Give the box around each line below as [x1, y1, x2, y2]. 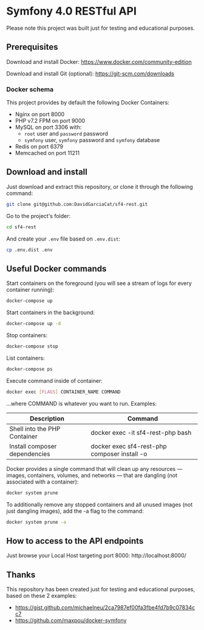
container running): [6, 286, 55, 293]
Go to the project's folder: [6, 212, 71, 219]
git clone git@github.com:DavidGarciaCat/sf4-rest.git [6, 201, 148, 207]
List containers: [6, 354, 45, 361]
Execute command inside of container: [6, 377, 103, 384]
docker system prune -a [6, 519, 67, 525]
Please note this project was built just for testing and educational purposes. [6, 24, 195, 32]
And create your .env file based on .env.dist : [6, 235, 121, 242]
